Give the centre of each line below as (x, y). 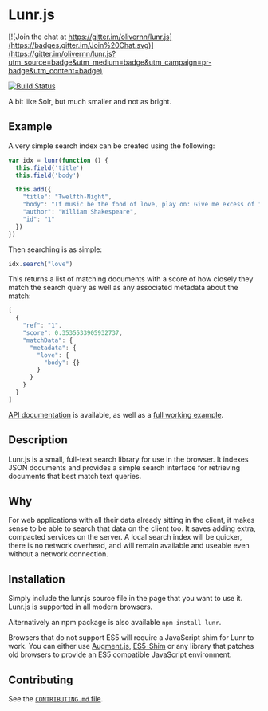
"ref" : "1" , (42, 326)
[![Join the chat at (37, 37)
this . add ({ (33, 190)
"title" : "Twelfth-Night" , (67, 197)
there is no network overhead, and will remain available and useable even (129, 546)
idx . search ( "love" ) (41, 264)
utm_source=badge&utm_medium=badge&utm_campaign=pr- (110, 62)
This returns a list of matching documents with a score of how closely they (131, 279)
